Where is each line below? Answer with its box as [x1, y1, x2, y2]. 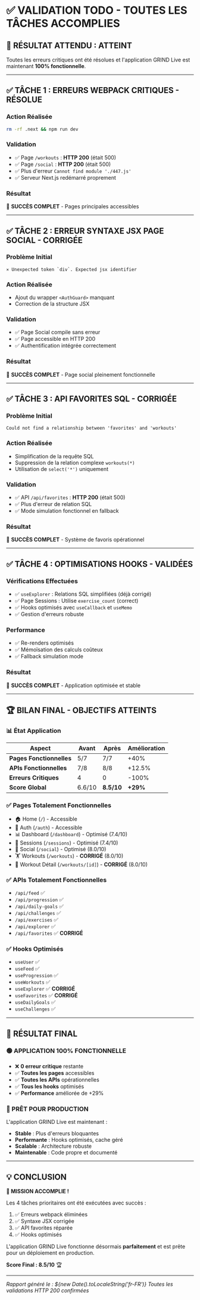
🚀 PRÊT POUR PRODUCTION [6, 1105, 89, 1113]
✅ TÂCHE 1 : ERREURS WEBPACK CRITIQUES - [6, 85, 180, 96]
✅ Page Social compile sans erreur [14, 329, 101, 336]
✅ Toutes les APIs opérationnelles [14, 1076, 99, 1083]
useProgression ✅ [14, 972, 58, 979]
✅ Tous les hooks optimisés [14, 1083, 85, 1090]
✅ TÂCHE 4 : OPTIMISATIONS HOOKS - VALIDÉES [6, 559, 193, 569]
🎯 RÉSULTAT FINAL [6, 1028, 78, 1039]
